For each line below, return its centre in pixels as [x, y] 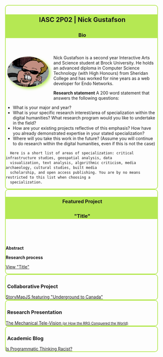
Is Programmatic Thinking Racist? [39, 349]
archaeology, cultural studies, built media [51, 168]
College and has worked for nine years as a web [101, 78]
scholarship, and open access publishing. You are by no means [75, 173]
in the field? [24, 123]
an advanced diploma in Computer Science [96, 68]
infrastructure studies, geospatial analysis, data [59, 158]
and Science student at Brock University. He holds [103, 63]
